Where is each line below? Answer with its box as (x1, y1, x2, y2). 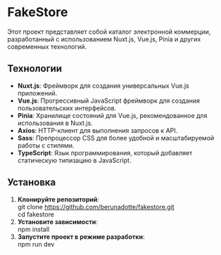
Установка (7, 176, 56, 188)
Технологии (7, 63, 62, 74)
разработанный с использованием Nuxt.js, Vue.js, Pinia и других (7, 34, 201, 43)
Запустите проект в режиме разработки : (17, 233, 145, 241)
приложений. (17, 89, 58, 97)
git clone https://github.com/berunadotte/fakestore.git (17, 202, 175, 211)
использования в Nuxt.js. (17, 119, 93, 127)
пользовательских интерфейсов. (17, 103, 117, 112)
